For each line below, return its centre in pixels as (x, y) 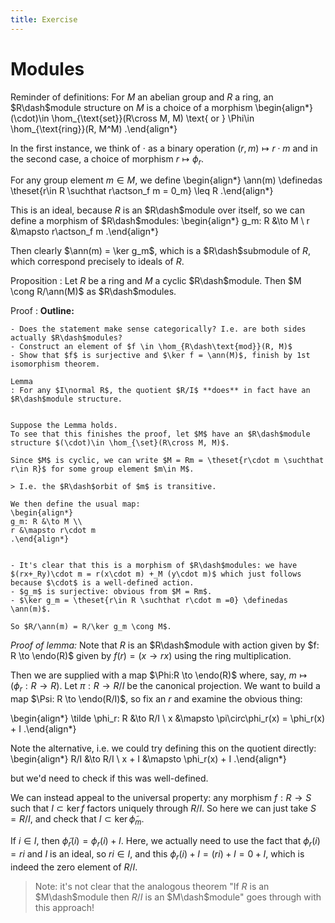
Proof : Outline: (42, 311)
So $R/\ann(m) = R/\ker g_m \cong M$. (91, 627)
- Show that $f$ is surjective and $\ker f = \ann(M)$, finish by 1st (160, 356)
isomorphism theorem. (55, 364)
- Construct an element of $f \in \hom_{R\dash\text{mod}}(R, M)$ (151, 347)
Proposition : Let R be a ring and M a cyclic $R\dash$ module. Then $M (156, 281)
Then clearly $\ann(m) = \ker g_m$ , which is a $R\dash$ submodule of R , (161, 251)
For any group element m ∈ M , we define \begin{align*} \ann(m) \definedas (166, 180)
